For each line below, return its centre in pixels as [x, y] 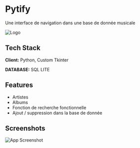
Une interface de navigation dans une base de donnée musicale [70, 23]
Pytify [18, 9]
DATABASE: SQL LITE [27, 69]
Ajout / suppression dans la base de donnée [57, 113]
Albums [20, 102]
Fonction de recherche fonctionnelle [49, 107]
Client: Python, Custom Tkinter [37, 60]
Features [19, 85]
